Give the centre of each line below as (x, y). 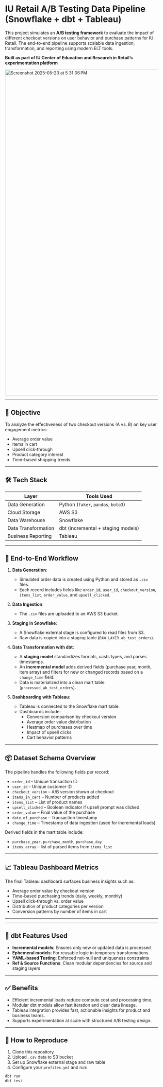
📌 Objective (23, 412)
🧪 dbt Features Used (36, 936)
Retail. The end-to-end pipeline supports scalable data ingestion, (70, 43)
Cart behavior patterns (49, 737)
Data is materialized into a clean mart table (62, 683)
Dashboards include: (40, 712)
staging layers (26, 968)
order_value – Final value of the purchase (54, 812)
